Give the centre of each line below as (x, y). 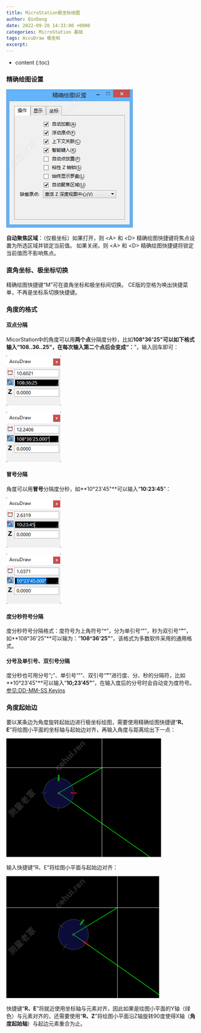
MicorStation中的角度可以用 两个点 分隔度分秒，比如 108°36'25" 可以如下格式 (101, 339)
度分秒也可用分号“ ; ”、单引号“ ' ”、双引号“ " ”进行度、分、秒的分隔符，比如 (96, 676)
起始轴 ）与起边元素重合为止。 (48, 1023)
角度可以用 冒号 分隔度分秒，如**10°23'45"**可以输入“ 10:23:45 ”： (89, 488)
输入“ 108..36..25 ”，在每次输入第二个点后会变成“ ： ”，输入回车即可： (93, 347)
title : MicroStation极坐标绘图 (43, 13)
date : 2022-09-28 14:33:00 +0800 (48, 25)
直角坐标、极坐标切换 (37, 270)
